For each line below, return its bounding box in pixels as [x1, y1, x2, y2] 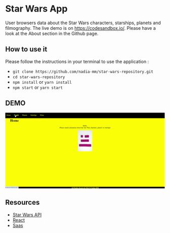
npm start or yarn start [12, 84, 63, 90]
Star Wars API [12, 211, 42, 217]
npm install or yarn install [12, 79, 72, 85]
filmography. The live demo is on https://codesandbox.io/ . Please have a [5, 25, 156, 31]
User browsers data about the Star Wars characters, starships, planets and [5, 20, 161, 26]
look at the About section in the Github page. [5, 30, 99, 36]
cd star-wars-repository [12, 74, 65, 80]
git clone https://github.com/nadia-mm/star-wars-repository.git [12, 69, 153, 74]
